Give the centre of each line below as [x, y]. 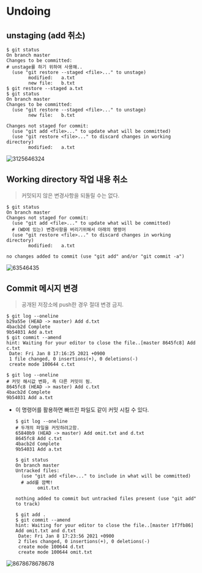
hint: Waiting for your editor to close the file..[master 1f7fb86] [104, 525]
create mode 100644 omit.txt [55, 552]
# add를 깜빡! [37, 482]
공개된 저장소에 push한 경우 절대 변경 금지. [73, 304]
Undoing [28, 11]
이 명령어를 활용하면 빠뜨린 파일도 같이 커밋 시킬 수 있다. [82, 410]
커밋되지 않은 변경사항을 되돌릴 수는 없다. [70, 195]
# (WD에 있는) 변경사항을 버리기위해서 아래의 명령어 [69, 230]
